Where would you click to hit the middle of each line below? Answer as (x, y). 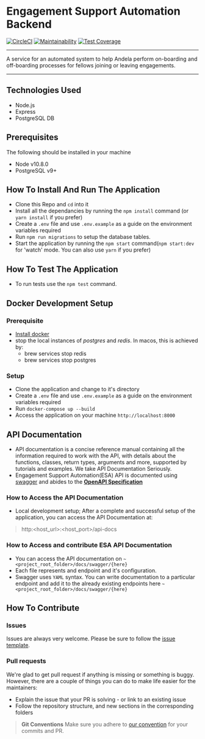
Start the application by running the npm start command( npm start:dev (105, 244)
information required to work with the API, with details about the (95, 456)
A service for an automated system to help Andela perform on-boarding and (102, 59)
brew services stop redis (55, 353)
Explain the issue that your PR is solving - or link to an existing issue (100, 699)
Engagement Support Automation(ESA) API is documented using (96, 475)
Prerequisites (32, 137)
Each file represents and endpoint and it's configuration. (86, 570)
